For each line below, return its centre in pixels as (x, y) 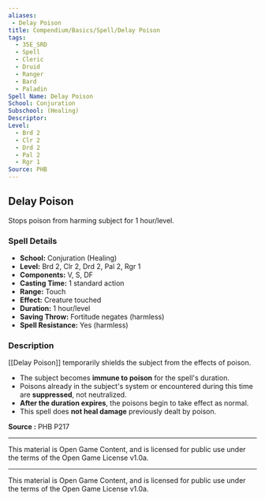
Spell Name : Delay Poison (50, 96)
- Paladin (31, 89)
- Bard (26, 81)
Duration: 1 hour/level (55, 308)
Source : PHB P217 (39, 427)
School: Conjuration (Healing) (68, 258)
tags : (17, 37)
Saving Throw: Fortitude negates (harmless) (92, 317)
